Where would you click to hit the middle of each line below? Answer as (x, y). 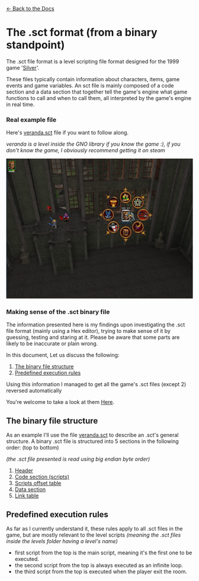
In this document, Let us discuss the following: (63, 355)
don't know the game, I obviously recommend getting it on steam (86, 150)
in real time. (20, 104)
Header (24, 471)
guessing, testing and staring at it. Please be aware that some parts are (93, 338)
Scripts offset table (38, 483)
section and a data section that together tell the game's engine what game (97, 92)
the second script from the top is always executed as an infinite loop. (99, 565)
